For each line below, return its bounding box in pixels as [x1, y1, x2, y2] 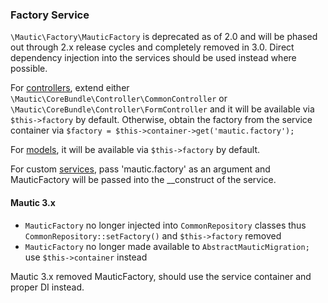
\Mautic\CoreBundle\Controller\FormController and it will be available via [10, 103, 315, 115]
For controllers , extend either [10, 82, 130, 94]
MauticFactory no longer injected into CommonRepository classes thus [24, 219, 307, 231]
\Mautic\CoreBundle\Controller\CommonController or [10, 93, 228, 105]
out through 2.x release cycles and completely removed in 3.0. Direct [10, 41, 295, 53]
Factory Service [10, 8, 90, 22]
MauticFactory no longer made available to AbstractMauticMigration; [24, 240, 310, 252]
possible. [10, 63, 48, 75]
